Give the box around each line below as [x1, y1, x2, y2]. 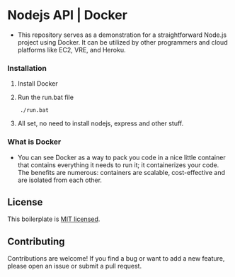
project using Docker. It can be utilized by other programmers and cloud [17, 38, 228, 46]
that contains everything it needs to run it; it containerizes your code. [17, 160, 219, 169]
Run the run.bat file [17, 93, 74, 102]
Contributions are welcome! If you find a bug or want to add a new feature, [7, 254, 225, 263]
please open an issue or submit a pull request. [7, 262, 142, 271]
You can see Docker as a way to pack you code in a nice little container [17, 153, 226, 162]
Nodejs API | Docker [7, 7, 127, 23]
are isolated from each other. [17, 176, 103, 184]
